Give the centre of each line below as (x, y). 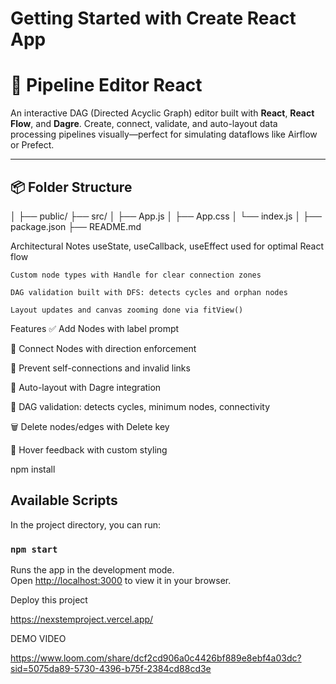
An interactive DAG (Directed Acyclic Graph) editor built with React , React (162, 113)
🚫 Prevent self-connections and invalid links (100, 368)
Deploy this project (49, 600)
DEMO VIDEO (38, 639)
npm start (34, 549)
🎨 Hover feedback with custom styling (89, 449)
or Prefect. (32, 145)
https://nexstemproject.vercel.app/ (82, 619)
